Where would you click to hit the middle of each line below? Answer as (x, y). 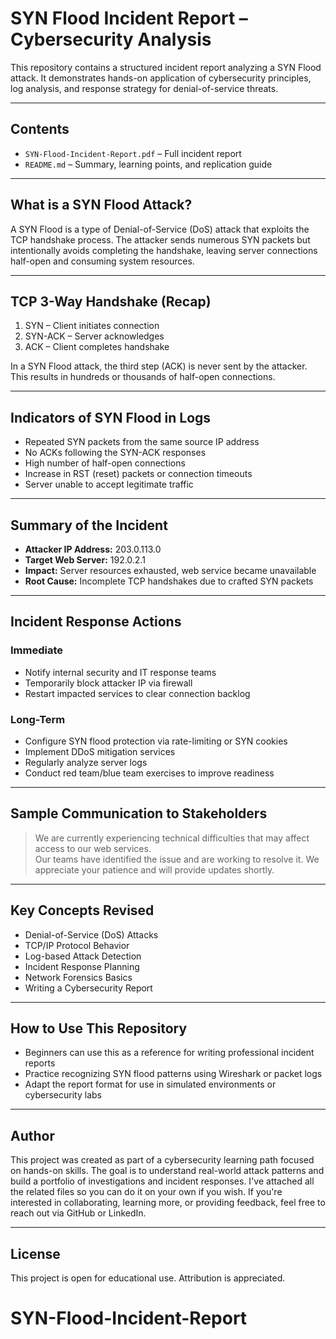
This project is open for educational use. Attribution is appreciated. (148, 1278)
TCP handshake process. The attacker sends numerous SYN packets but (160, 239)
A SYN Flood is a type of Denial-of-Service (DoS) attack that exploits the (160, 229)
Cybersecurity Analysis (111, 39)
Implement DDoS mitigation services (100, 751)
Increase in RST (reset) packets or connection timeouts (138, 474)
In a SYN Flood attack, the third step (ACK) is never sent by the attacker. (159, 366)
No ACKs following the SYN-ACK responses (115, 453)
